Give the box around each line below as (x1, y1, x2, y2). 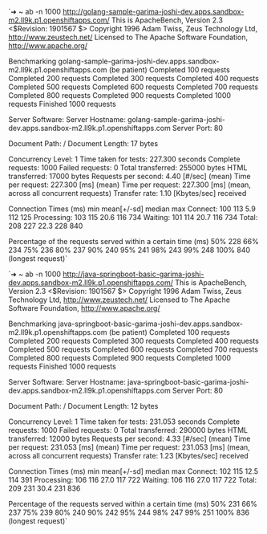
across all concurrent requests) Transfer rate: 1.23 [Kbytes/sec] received (8, 451, 249, 460)
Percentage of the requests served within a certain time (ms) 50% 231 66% (8, 499, 258, 508)
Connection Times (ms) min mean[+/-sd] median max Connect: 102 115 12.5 (8, 467, 259, 476)
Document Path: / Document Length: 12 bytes (8, 402, 159, 410)
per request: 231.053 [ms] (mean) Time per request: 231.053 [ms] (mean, (8, 442, 250, 452)
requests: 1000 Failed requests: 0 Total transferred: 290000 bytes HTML (8, 426, 249, 434)
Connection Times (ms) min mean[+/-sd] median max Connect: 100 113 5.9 (8, 204, 257, 214)
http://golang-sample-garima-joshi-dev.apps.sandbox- (63, 7, 245, 16)
